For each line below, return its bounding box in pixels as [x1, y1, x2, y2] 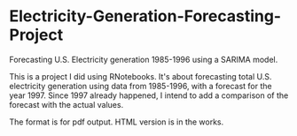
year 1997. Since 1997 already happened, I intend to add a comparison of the [9, 90, 289, 101]
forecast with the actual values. [9, 99, 124, 110]
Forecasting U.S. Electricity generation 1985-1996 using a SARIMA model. [9, 54, 278, 64]
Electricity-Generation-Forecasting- [9, 6, 282, 26]
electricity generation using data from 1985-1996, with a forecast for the [9, 80, 272, 91]
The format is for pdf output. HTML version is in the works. [9, 117, 224, 127]
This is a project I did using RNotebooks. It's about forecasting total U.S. [9, 71, 272, 81]
